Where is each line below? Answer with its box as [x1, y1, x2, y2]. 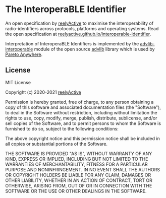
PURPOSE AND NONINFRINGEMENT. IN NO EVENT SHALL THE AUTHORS [5, 166, 160, 172]
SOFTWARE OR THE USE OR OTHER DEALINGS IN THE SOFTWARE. [5, 188, 147, 194]
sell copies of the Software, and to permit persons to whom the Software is [5, 120, 161, 126]
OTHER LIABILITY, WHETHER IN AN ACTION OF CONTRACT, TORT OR [5, 177, 152, 183]
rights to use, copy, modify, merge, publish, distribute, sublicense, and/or [5, 115, 157, 121]
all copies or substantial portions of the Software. [5, 141, 107, 147]
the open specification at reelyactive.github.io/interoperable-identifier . [5, 31, 151, 37]
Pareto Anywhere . [5, 51, 43, 57]
